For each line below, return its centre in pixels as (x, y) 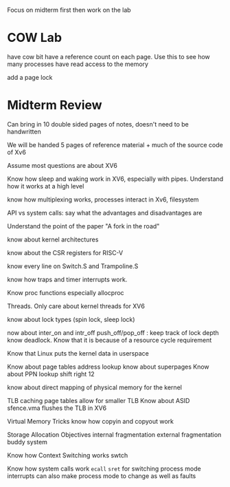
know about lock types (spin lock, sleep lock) (71, 319)
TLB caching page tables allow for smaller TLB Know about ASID (99, 400)
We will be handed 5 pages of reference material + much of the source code (115, 144)
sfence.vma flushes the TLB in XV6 (57, 408)
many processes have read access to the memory (78, 64)
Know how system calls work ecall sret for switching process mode (104, 468)
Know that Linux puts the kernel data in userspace (78, 353)
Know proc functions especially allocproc (66, 292)
